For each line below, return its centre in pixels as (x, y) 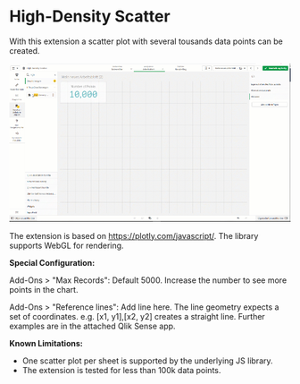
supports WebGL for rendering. (67, 245)
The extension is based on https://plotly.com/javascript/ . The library (134, 235)
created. (25, 50)
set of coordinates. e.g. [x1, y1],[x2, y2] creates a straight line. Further (137, 316)
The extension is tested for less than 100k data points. (121, 370)
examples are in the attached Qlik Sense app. (92, 326)
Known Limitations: (46, 343)
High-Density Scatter (90, 17)
